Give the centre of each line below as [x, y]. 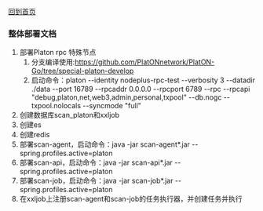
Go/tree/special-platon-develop [82, 71]
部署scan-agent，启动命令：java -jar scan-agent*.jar [105, 144]
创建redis [35, 135]
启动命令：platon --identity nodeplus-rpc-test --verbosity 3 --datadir [143, 80]
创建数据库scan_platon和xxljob [69, 115]
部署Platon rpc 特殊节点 [58, 53]
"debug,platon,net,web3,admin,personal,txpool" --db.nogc [126, 97]
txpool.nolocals [56, 106]
